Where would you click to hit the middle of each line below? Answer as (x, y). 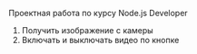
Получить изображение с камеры (87, 30)
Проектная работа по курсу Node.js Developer (98, 13)
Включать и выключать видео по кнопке (100, 40)
